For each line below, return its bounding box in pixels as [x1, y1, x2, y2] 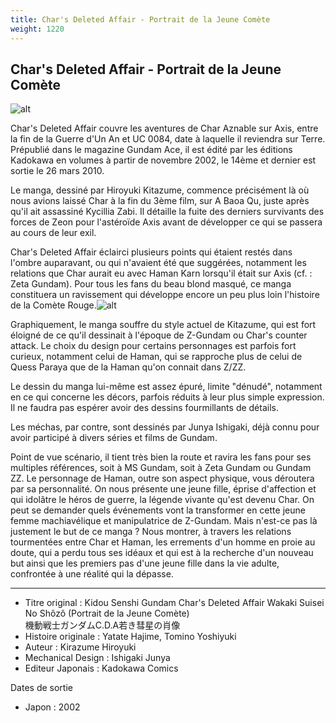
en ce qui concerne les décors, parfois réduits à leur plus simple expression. [10, 391, 325, 403]
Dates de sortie [10, 682, 73, 694]
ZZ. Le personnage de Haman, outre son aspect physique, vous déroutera [10, 472, 315, 485]
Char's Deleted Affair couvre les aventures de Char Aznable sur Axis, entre [10, 122, 319, 135]
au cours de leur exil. [10, 227, 97, 239]
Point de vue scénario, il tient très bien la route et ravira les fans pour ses [10, 451, 312, 463]
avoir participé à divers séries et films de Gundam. [10, 432, 218, 444]
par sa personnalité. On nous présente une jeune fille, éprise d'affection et [10, 483, 317, 495]
